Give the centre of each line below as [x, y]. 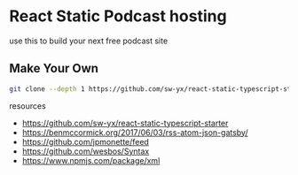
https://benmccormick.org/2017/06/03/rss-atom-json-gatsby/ [135, 132]
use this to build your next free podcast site [89, 41]
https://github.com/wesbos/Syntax [86, 151]
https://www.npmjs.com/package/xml [91, 160]
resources [27, 106]
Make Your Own [54, 68]
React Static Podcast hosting [118, 16]
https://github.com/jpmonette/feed [85, 141]
